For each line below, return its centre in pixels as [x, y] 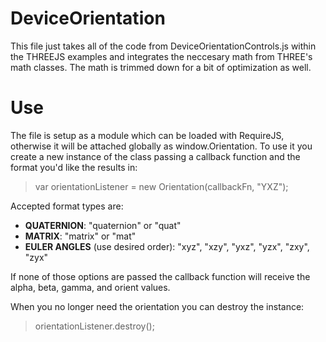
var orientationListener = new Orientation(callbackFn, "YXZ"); [161, 186]
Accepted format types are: [67, 206]
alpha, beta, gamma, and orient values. [90, 287]
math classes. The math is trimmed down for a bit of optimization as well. [161, 67]
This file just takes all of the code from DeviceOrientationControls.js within [163, 46]
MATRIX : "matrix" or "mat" [80, 236]
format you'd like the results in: [74, 167]
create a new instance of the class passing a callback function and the [155, 156]
